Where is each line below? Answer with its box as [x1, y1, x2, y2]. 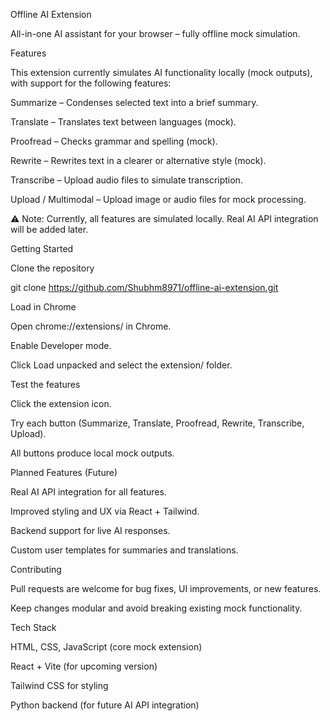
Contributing [10, 564, 62, 575]
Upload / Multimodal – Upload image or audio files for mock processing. [10, 194, 307, 205]
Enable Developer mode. [10, 340, 112, 351]
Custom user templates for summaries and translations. [10, 544, 239, 556]
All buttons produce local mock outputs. [10, 447, 175, 459]
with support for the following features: [10, 77, 172, 89]
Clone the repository [10, 262, 95, 274]
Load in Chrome [10, 301, 77, 313]
